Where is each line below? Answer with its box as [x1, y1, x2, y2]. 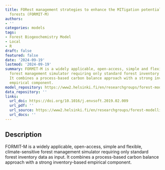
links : [5, 94, 19, 99]
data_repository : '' [5, 89, 48, 94]
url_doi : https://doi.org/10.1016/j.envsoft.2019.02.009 [9, 99, 129, 104]
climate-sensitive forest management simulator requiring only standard [5, 148, 149, 155]
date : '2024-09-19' [5, 57, 45, 62]
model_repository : [5, 85, 43, 90]
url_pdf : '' [9, 103, 34, 108]
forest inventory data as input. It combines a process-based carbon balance [5, 154, 159, 160]
